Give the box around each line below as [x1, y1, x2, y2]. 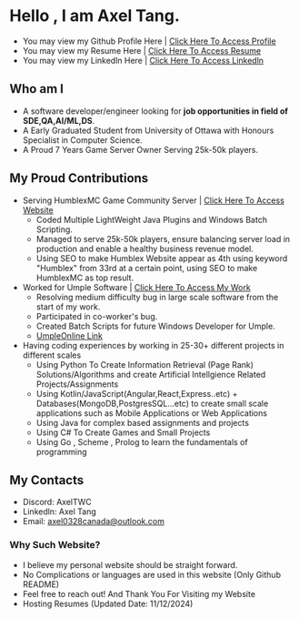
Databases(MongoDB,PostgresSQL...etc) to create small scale [35, 398, 269, 409]
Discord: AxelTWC [22, 497, 93, 508]
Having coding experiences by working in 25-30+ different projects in [22, 339, 284, 350]
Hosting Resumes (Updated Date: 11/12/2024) [22, 598, 194, 609]
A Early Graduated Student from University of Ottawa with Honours [22, 125, 274, 136]
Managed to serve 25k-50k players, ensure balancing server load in [35, 233, 291, 244]
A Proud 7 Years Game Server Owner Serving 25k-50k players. [22, 144, 259, 155]
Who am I [9, 81, 64, 96]
